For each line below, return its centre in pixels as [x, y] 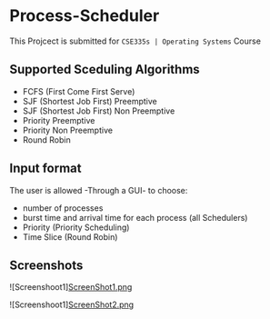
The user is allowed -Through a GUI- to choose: [99, 190]
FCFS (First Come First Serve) [79, 91]
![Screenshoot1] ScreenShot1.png [71, 287]
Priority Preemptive [59, 120]
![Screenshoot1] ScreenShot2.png [72, 304]
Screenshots [46, 265]
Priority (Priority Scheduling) [76, 227]
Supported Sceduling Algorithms [105, 70]
